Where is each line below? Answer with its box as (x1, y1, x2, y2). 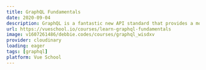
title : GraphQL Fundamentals (6, 9, 81, 15)
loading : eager (6, 43, 45, 49)
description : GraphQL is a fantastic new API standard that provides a (6, 20, 193, 26)
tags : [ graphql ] (6, 49, 48, 55)
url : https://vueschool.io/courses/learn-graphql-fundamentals (6, 26, 172, 32)
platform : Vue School (6, 54, 62, 60)
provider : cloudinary (6, 37, 62, 43)
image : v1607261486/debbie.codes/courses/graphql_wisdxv (6, 32, 155, 38)
